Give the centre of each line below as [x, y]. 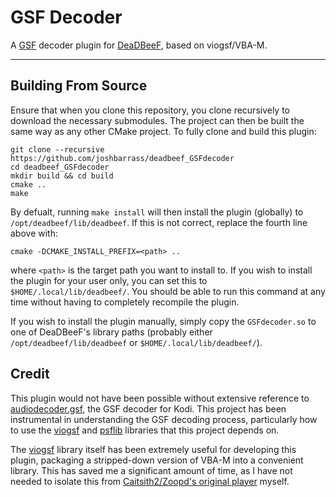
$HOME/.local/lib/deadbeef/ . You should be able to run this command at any [168, 291]
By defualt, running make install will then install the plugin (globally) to [157, 212]
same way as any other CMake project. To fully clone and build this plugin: [163, 131]
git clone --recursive [57, 149]
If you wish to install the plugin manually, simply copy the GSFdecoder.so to [163, 321]
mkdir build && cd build [62, 176]
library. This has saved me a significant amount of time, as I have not [151, 470]
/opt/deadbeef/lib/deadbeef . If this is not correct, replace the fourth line [159, 222]
